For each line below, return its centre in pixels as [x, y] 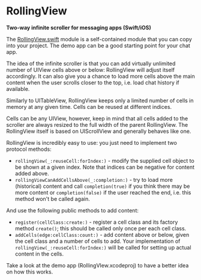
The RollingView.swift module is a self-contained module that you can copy [99, 39]
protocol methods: [29, 149]
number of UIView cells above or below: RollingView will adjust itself [91, 69]
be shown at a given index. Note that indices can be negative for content [105, 167]
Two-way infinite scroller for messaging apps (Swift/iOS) [79, 28]
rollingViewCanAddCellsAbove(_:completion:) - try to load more [94, 179]
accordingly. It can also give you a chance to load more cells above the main [100, 76]
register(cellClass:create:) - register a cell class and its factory [96, 222]
